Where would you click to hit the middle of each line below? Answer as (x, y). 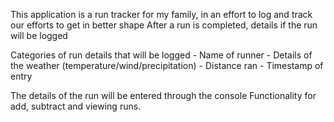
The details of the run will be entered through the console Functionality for (163, 95)
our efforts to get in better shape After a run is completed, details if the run (164, 25)
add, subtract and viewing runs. (76, 106)
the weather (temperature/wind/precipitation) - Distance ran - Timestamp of (167, 65)
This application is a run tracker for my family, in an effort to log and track (161, 14)
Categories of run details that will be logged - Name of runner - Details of (161, 55)
